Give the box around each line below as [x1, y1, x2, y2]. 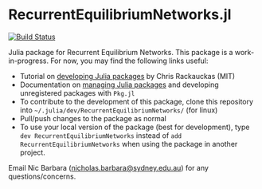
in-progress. [8, 56, 49, 65]
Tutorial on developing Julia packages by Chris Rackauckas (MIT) [19, 71, 236, 81]
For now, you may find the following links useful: [50, 56, 209, 65]
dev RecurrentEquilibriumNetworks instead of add [19, 130, 182, 140]
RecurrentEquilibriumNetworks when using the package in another [19, 139, 238, 148]
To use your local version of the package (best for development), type [19, 122, 250, 132]
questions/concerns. [8, 171, 76, 181]
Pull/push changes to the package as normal [19, 113, 167, 123]
